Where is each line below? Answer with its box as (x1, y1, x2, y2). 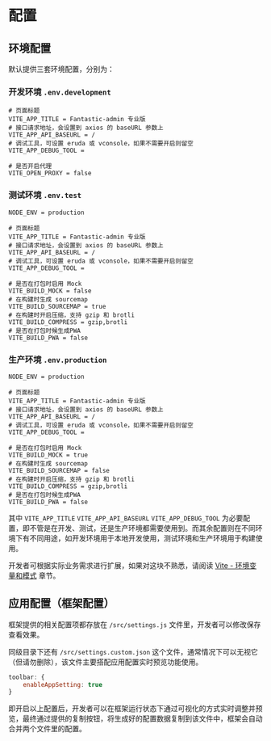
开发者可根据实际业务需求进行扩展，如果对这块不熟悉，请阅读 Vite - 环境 (8, 560, 250, 570)
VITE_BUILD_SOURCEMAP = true (8, 302, 106, 310)
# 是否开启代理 (8, 162, 52, 171)
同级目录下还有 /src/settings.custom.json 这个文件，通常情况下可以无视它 (8, 646, 258, 656)
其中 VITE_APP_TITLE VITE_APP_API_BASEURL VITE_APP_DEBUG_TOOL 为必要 (8, 513, 244, 523)
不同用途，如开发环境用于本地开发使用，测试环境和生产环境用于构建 (29, 533, 256, 543)
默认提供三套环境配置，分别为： (8, 65, 115, 74)
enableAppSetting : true (23, 680, 103, 688)
